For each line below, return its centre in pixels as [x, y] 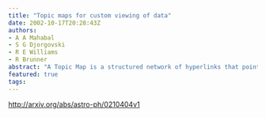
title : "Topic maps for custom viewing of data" [90, 15]
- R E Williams [33, 52]
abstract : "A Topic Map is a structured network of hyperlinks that [123, 67]
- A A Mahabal [32, 38]
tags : [17, 81]
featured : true [33, 74]
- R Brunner [28, 60]
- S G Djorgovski [37, 45]
